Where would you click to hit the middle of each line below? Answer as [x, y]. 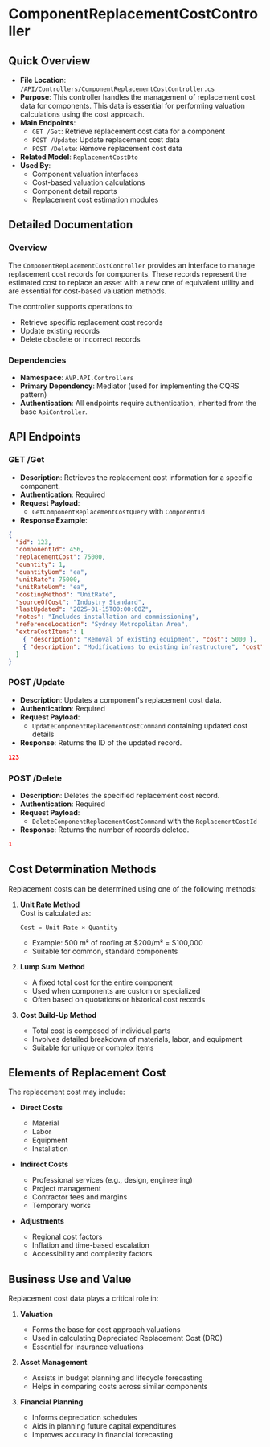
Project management [67, 1189]
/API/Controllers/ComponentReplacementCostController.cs [117, 89]
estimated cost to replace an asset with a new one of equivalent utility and [131, 282]
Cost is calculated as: [55, 912]
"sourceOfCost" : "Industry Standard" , [81, 602]
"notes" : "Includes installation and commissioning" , [107, 617]
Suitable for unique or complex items [93, 1047]
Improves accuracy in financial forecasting [102, 1435]
